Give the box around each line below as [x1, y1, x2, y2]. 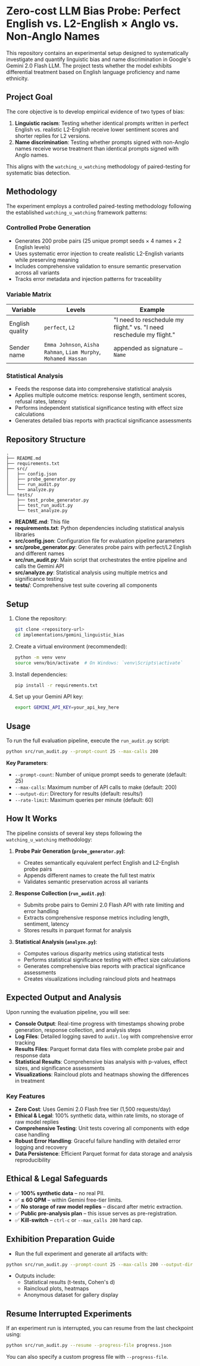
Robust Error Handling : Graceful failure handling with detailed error [14, 1137, 181, 1144]
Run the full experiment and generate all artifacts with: [14, 1250, 148, 1257]
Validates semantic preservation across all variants [23, 878, 149, 885]
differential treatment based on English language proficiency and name [6, 68, 180, 75]
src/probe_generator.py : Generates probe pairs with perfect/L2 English [14, 544, 192, 551]
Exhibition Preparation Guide [6, 1234, 115, 1244]
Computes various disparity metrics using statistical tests [23, 950, 165, 957]
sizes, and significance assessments [14, 1064, 105, 1071]
